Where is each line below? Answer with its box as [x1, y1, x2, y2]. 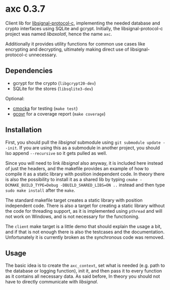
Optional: [5, 95, 25, 101]
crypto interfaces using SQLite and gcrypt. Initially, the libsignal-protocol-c [5, 25, 163, 31]
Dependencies [5, 66, 53, 75]
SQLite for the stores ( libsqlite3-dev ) [12, 85, 93, 92]
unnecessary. [29, 52, 57, 58]
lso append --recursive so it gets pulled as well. [5, 150, 108, 156]
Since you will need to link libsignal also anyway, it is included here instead [5, 160, 163, 166]
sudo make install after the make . [5, 187, 75, 193]
